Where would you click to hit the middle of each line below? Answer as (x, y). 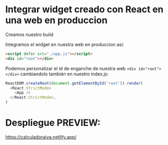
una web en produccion (56, 20)
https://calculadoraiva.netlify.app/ (41, 137)
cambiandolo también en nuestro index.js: (65, 74)
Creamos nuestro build (29, 34)
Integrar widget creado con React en (85, 9)
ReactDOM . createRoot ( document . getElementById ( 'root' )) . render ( (74, 83)
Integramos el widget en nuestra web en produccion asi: (65, 44)
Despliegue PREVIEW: (53, 123)
